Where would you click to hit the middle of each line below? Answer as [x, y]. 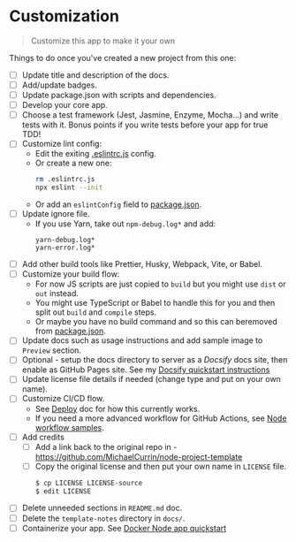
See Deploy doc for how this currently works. [118, 408]
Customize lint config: [62, 144]
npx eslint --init [69, 187]
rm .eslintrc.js [65, 179]
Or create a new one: [73, 163]
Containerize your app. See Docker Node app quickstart [124, 528]
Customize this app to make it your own [102, 41]
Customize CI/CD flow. [63, 399]
